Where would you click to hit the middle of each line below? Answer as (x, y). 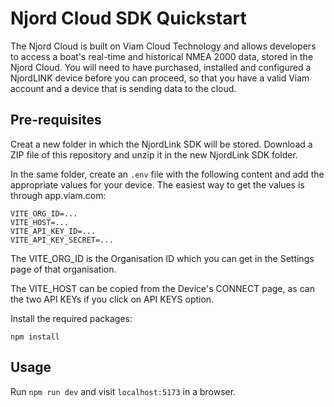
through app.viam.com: (58, 195)
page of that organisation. (63, 269)
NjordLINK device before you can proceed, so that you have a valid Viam (160, 78)
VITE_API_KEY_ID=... (53, 231)
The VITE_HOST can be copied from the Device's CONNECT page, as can (162, 288)
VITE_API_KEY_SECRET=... (62, 240)
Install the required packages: (71, 318)
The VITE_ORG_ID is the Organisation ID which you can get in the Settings (162, 258)
